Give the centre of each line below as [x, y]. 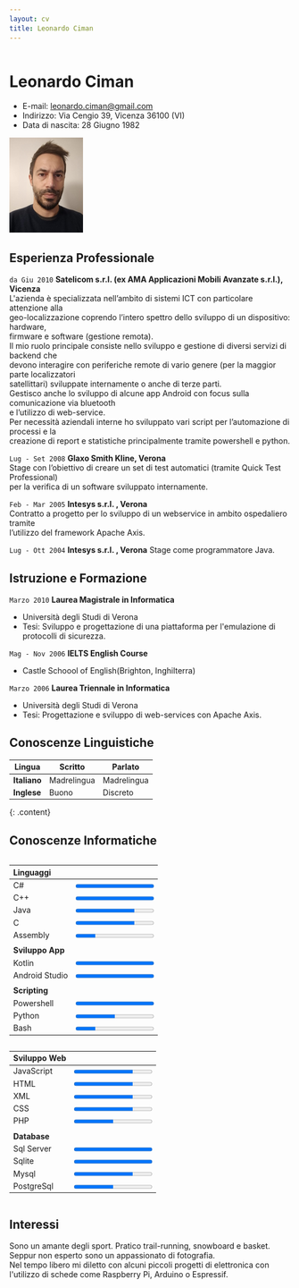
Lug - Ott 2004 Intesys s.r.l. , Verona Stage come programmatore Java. [142, 550]
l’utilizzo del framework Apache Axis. [77, 533]
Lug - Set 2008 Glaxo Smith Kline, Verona [88, 458]
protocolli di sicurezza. [64, 636]
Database [31, 1136]
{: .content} [30, 812]
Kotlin [23, 962]
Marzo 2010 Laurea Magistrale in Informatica [92, 600]
